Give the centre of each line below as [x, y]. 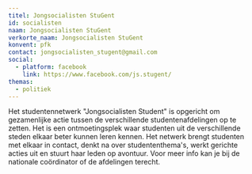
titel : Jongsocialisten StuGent [61, 15]
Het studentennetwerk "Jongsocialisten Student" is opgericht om [114, 112]
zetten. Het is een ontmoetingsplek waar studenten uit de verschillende [124, 128]
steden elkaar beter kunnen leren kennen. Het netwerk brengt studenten [126, 137]
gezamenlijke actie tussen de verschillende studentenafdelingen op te [122, 120]
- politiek [33, 89]
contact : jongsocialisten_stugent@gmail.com [83, 52]
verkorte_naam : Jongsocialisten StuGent [76, 38]
